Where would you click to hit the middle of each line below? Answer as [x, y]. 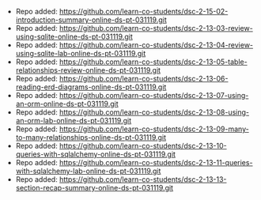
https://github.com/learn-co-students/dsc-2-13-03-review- [156, 28]
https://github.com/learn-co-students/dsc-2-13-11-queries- [156, 162]
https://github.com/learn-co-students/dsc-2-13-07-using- [154, 95]
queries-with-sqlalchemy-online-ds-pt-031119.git [96, 154]
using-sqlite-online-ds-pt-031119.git [74, 36]
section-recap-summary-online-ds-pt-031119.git [95, 188]
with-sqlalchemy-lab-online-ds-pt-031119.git [88, 171]
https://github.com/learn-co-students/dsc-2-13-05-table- [153, 62]
